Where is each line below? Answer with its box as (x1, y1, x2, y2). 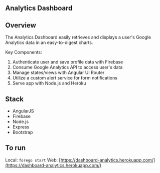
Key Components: (5, 49, 42, 55)
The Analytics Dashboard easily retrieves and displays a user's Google (5, 34, 151, 40)
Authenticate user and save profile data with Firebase (12, 59, 123, 65)
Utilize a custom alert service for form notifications (12, 75, 118, 81)
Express (12, 124, 30, 130)
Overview (5, 21, 37, 29)
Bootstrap (12, 129, 33, 135)
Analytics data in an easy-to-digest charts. (5, 39, 93, 45)
